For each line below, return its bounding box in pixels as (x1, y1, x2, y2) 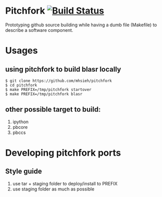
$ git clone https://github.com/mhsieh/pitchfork (5, 78, 112, 83)
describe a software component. (5, 27, 73, 33)
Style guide (5, 167, 42, 176)
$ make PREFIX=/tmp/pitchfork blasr (5, 91, 83, 96)
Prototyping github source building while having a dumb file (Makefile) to (5, 22, 157, 28)
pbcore (12, 124, 28, 130)
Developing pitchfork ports (5, 147, 121, 159)
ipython (12, 119, 29, 125)
